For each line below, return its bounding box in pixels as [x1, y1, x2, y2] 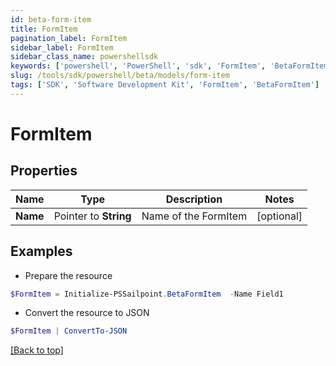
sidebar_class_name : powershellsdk [10, 52, 159, 62]
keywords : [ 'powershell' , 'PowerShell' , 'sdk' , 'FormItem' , [10, 61, 267, 71]
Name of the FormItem [141, 209, 248, 223]
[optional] [256, 209, 303, 223]
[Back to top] [10, 344, 64, 356]
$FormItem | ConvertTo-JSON [10, 326, 128, 336]
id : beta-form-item [10, 14, 92, 25]
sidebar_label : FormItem [10, 42, 114, 53]
